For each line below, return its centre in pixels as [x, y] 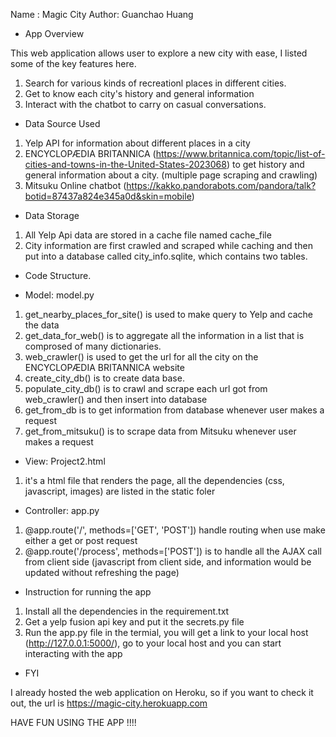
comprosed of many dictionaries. [93, 346]
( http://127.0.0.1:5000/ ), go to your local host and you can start [153, 643]
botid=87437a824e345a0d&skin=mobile [108, 196]
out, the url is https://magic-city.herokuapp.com [109, 703]
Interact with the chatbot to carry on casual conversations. [145, 104]
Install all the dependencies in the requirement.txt [127, 611]
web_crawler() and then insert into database [116, 399]
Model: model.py [59, 295]
